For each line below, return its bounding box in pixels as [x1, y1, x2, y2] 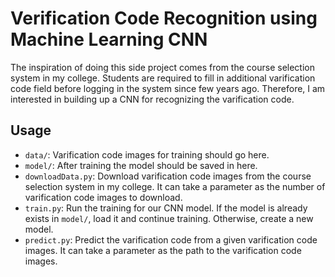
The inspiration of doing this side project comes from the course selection [10, 61, 315, 73]
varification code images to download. [24, 191, 183, 203]
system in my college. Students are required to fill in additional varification [10, 72, 316, 84]
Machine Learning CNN [10, 28, 208, 51]
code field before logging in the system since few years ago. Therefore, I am [10, 82, 326, 94]
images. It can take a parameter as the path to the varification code [24, 244, 302, 256]
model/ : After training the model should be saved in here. [24, 159, 258, 171]
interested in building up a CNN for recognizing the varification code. [10, 93, 295, 105]
